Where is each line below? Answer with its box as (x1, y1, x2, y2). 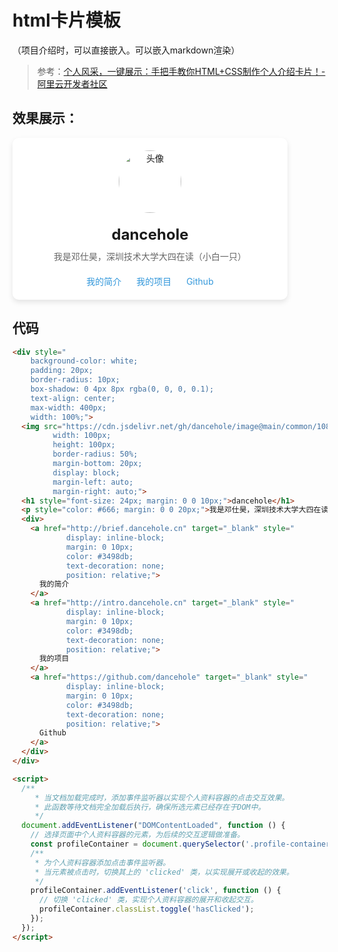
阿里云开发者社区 (36, 77, 108, 90)
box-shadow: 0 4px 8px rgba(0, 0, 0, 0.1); (30, 384, 215, 395)
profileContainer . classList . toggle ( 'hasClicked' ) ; (38, 904, 255, 915)
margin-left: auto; (52, 477, 134, 487)
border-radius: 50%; (52, 449, 139, 460)
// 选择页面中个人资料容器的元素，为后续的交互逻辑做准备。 (30, 830, 245, 840)
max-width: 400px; (30, 402, 107, 413)
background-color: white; (30, 356, 139, 366)
